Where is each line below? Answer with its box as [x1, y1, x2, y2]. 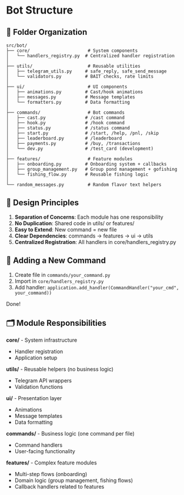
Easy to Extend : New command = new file [14, 226, 117, 233]
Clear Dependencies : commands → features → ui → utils [14, 232, 153, 239]
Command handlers [14, 441, 63, 448]
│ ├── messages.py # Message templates [6, 94, 135, 100]
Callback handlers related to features [14, 483, 105, 490]
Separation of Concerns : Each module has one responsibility [14, 213, 163, 220]
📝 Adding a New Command [6, 256, 106, 266]
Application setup [14, 354, 58, 361]
